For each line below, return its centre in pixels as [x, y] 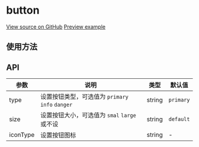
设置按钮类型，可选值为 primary [85, 97]
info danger [57, 105]
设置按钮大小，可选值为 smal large [88, 115]
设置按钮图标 [58, 135]
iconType [22, 135]
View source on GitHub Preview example [56, 27]
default [179, 119]
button [23, 10]
